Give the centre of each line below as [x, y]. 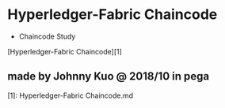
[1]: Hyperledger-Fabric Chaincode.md [71, 95]
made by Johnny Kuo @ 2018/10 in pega [109, 76]
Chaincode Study [47, 36]
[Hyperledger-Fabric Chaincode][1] [65, 51]
